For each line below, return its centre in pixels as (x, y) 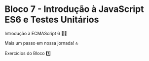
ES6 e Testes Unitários (52, 20)
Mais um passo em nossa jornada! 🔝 (41, 43)
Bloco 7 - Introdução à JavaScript (74, 9)
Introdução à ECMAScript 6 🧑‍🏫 (36, 33)
